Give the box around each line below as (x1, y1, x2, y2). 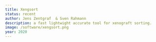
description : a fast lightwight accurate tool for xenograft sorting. (5, 20, 152, 26)
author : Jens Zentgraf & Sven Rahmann (5, 16, 87, 21)
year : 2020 (5, 29, 27, 34)
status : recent (5, 12, 36, 16)
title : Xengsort (5, 7, 38, 12)
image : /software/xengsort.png (5, 25, 69, 30)
